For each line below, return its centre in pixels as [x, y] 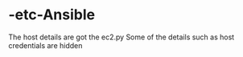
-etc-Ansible [51, 15]
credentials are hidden [45, 45]
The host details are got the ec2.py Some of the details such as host [121, 37]
